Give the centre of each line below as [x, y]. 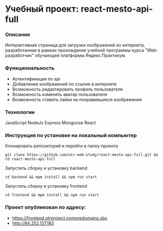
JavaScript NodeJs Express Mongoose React [51, 123]
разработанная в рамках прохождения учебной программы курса [74, 50]
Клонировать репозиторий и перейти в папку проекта [61, 146]
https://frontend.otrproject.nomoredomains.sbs [60, 218]
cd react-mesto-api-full [30, 159]
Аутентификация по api [36, 78]
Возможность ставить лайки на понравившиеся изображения [77, 99]
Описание [18, 35]
